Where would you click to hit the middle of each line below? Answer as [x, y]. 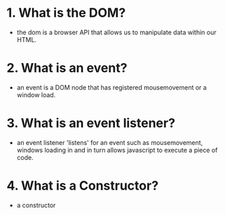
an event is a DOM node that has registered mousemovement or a [112, 87]
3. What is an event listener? [91, 123]
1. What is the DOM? [66, 13]
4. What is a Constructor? [83, 186]
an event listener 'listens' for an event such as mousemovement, [110, 142]
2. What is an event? [67, 68]
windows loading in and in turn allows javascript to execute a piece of [117, 150]
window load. [36, 95]
